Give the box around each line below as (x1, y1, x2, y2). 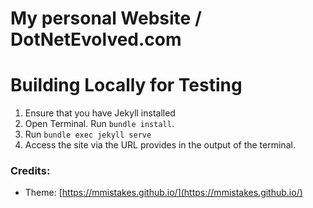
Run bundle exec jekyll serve (24, 128, 152, 141)
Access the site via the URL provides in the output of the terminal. (24, 139, 296, 151)
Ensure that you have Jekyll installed (24, 107, 176, 119)
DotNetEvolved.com (10, 28, 182, 51)
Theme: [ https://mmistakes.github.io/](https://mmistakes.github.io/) (24, 187, 303, 199)
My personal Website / (10, 7, 202, 30)
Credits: (10, 164, 51, 178)
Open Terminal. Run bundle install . (24, 118, 175, 130)
